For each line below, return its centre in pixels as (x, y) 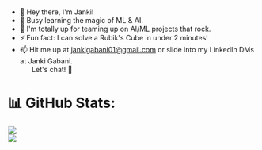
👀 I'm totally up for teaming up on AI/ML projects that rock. (115, 29)
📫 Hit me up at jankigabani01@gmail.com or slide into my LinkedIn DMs (137, 49)
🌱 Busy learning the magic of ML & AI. (82, 20)
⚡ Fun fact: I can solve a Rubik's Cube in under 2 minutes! (114, 37)
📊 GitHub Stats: (62, 103)
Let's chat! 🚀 (52, 69)
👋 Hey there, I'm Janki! (57, 12)
